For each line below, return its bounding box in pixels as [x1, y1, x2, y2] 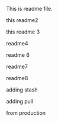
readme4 [6, 40, 28, 47]
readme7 [6, 63, 28, 70]
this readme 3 [6, 28, 40, 35]
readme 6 [6, 51, 30, 59]
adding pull [6, 98, 34, 105]
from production [6, 109, 46, 116]
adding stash [6, 86, 38, 93]
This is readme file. [6, 5, 53, 12]
